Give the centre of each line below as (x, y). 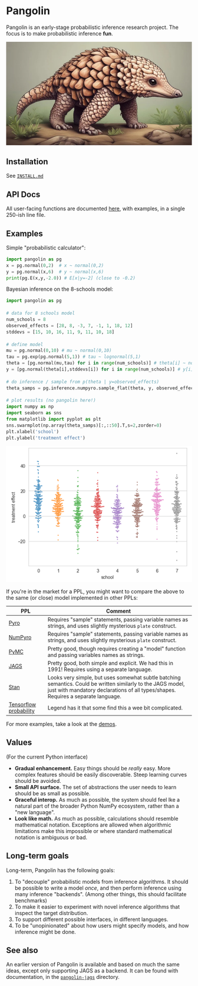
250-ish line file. (26, 215)
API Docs (23, 194)
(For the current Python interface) (47, 757)
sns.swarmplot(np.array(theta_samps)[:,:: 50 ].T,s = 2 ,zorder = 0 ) (84, 425)
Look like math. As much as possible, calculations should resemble (96, 818)
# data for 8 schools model (41, 313)
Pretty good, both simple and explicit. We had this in (110, 663)
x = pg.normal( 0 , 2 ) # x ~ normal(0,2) (55, 265)
